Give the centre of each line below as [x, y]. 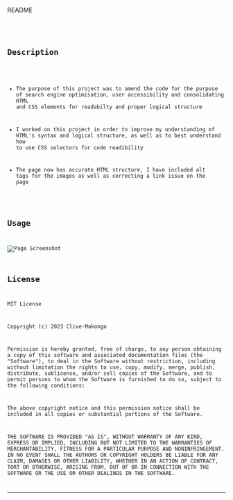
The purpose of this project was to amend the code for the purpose [117, 89]
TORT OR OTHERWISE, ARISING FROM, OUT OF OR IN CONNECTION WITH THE [108, 467]
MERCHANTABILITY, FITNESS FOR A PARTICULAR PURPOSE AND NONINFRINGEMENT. [116, 449]
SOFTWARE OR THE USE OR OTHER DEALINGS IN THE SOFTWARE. [91, 473]
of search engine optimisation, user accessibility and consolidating [120, 94]
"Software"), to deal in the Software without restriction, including [111, 361]
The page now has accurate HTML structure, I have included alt [111, 170]
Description [33, 52]
